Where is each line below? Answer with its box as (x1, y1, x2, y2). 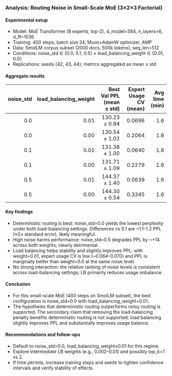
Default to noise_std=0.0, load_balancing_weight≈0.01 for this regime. (12, 343, 160, 349)
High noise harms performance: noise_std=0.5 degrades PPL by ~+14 (12, 236, 160, 243)
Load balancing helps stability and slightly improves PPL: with (12, 247, 143, 254)
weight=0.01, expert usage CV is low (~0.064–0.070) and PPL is (12, 253, 147, 259)
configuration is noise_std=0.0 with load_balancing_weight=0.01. (12, 298, 149, 304)
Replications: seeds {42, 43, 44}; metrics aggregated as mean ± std (12, 61, 157, 67)
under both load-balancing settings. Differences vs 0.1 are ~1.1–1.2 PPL (12, 225, 162, 231)
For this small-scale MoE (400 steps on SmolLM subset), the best (12, 292, 151, 298)
